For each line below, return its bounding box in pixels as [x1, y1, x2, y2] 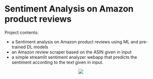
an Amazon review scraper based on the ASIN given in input [11, 49, 132, 55]
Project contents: [4, 29, 39, 35]
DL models [27, 44, 48, 50]
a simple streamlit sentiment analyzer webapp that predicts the [11, 54, 138, 60]
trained [11, 44, 26, 50]
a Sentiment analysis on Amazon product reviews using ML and [11, 39, 138, 44]
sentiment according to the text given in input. [11, 59, 104, 65]
